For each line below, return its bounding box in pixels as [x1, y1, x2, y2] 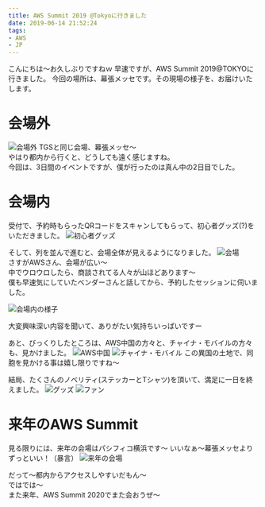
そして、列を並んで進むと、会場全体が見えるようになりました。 [8, 248, 216, 257]
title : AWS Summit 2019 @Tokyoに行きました [8, 11, 147, 20]
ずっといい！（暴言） [8, 453, 78, 462]
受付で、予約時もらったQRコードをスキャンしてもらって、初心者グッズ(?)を [8, 221, 255, 230]
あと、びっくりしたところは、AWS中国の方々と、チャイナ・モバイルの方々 [8, 339, 253, 347]
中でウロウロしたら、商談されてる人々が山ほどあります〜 [8, 268, 196, 277]
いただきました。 [8, 231, 64, 240]
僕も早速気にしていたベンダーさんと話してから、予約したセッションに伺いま [8, 277, 259, 287]
